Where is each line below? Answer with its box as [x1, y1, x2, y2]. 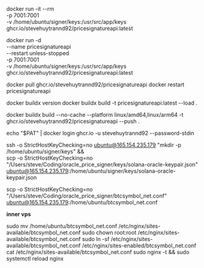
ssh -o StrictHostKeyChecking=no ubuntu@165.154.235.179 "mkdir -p [6, 141, 182, 149]
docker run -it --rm [6, 6, 55, 12]
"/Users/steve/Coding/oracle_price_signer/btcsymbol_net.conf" [6, 192, 167, 199]
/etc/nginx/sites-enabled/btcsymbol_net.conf [81, 242, 197, 249]
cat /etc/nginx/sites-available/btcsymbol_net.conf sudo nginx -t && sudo [6, 248, 190, 256]
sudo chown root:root [81, 229, 137, 236]
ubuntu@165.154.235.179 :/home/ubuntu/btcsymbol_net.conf [6, 199, 158, 206]
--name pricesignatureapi [6, 43, 72, 50]
